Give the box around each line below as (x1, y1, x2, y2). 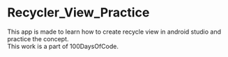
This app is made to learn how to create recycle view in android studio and (7, 27, 222, 36)
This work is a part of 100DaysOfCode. (7, 42, 119, 50)
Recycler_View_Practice (7, 5, 150, 21)
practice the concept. (7, 34, 69, 43)
